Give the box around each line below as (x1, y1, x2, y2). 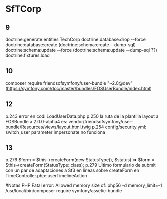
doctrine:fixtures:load (5, 52, 50, 58)
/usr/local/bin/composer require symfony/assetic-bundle (5, 188, 122, 194)
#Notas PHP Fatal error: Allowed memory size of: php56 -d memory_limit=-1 (5, 182, 162, 188)
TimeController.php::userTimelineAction (5, 173, 87, 179)
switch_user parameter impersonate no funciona (5, 129, 105, 135)
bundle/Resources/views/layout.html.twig (5, 124, 91, 130)
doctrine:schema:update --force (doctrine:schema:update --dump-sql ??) (5, 47, 158, 53)
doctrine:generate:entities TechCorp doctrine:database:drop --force (5, 36, 146, 42)
